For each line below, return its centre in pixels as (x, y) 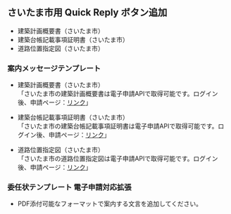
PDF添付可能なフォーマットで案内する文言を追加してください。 (110, 204)
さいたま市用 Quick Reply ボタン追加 (87, 13)
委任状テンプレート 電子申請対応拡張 (69, 187)
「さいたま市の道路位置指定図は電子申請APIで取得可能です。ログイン (118, 159)
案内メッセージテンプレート (54, 68)
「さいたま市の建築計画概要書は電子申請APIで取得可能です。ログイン (118, 94)
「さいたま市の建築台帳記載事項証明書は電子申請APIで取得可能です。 (118, 126)
